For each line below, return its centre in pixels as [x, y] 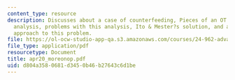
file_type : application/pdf [48, 46]
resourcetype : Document [42, 53]
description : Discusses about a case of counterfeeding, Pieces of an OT [117, 20]
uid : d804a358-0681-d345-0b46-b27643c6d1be [72, 65]
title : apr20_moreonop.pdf [47, 59]
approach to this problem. [53, 33]
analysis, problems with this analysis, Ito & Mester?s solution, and [119, 26]
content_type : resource [42, 14]
